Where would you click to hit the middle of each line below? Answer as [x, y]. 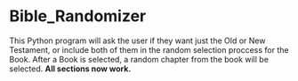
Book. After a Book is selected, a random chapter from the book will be [139, 59]
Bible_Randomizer [78, 16]
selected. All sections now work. [70, 69]
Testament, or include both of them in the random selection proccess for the [149, 49]
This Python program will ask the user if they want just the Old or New [137, 40]
